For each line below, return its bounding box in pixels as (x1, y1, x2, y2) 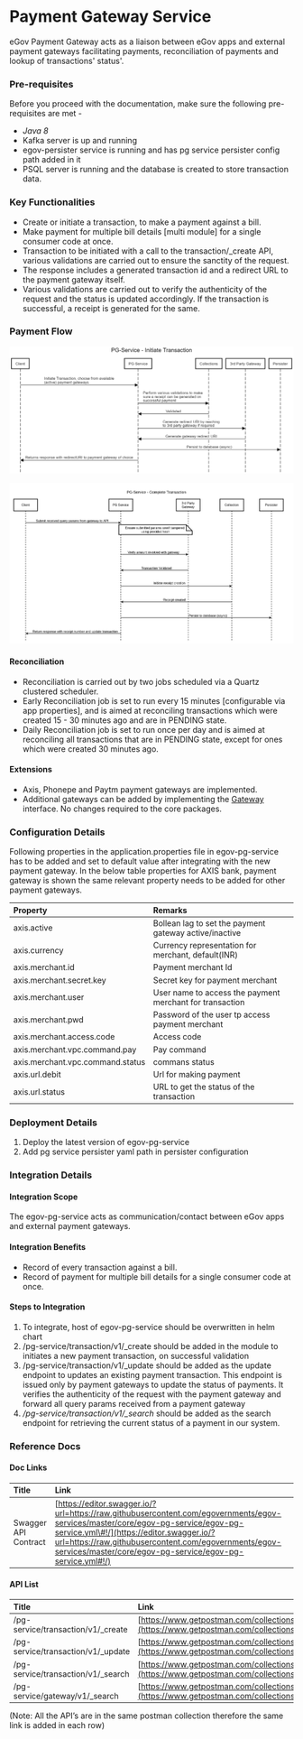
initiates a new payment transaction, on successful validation (22, 1350, 250, 1361)
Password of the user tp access (152, 1009, 271, 1021)
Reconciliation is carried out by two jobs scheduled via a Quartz (22, 676, 260, 687)
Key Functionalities (9, 196, 96, 208)
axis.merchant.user (13, 992, 85, 1003)
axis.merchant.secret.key (13, 975, 106, 985)
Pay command (152, 1044, 207, 1055)
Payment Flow (9, 325, 73, 338)
